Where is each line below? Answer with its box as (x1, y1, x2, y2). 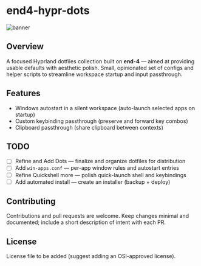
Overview (6, 41, 44, 52)
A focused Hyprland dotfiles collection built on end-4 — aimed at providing (6, 57, 195, 65)
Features (6, 88, 41, 99)
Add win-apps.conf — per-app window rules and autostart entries (15, 164, 179, 172)
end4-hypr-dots (6, 4, 90, 18)
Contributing (6, 196, 56, 207)
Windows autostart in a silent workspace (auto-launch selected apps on (15, 104, 196, 111)
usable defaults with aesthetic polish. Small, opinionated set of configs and (6, 64, 194, 71)
